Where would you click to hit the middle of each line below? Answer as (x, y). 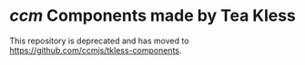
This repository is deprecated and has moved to (99, 41)
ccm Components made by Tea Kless (152, 16)
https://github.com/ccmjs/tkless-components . (96, 50)
